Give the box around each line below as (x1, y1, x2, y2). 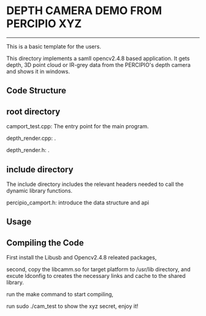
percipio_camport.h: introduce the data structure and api (6, 199, 149, 206)
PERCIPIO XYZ (6, 17, 82, 31)
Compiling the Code (6, 237, 84, 248)
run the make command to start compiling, (6, 291, 113, 298)
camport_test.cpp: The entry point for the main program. (6, 123, 149, 130)
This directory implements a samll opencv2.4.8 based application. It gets (6, 55, 190, 62)
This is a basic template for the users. (6, 42, 101, 50)
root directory (6, 106, 61, 117)
